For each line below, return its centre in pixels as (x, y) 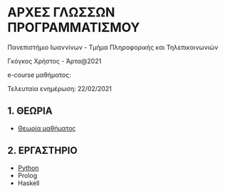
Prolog (27, 175)
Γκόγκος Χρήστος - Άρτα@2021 (54, 61)
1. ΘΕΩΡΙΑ (30, 111)
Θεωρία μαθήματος (47, 128)
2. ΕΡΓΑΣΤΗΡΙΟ (42, 151)
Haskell (28, 183)
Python (28, 167)
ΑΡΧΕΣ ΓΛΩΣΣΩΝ (61, 12)
